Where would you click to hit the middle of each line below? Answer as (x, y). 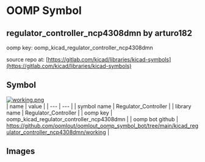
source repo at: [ (27, 59)
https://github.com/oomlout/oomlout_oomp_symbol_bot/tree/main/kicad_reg (103, 125)
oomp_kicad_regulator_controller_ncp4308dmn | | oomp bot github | (92, 119)
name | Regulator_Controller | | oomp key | (59, 113)
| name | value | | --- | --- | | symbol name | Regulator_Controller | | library (99, 106)
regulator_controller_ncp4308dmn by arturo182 (99, 33)
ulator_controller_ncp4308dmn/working (56, 132)
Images (21, 151)
